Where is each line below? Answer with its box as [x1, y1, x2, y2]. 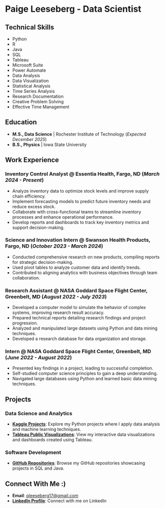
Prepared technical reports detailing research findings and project [12, 315, 146, 321]
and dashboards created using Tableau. [12, 437, 93, 443]
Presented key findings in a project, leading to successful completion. [12, 365, 154, 371]
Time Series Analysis [12, 88, 55, 94]
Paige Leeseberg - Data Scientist [5, 3, 141, 15]
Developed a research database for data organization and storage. [12, 336, 147, 342]
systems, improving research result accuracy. [12, 310, 105, 315]
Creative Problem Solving [12, 99, 64, 104]
